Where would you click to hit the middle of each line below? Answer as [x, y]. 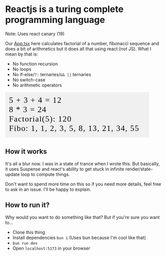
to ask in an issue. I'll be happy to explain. [48, 189]
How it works [26, 152]
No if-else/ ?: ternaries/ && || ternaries [52, 74]
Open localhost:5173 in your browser [51, 248]
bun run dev [25, 243]
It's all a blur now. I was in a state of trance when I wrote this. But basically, [82, 163]
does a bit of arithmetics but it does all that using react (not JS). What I [78, 49]
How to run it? [28, 205]
